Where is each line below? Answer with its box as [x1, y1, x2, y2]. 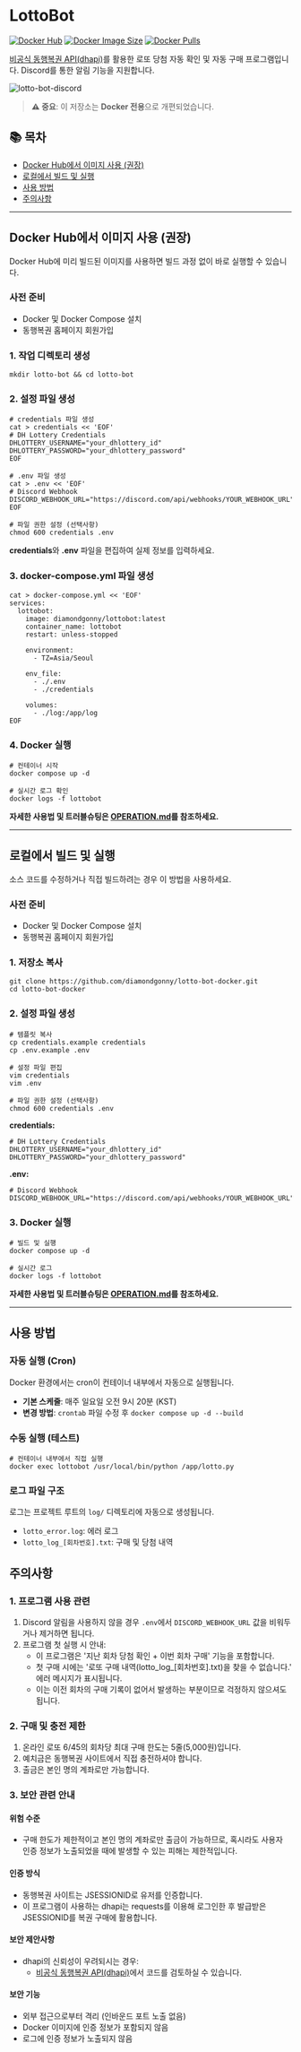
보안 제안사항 [9, 1934, 56, 1945]
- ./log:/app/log [32, 708, 99, 717]
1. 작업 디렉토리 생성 [9, 349, 91, 361]
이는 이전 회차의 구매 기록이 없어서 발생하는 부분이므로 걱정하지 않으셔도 [35, 1684, 288, 1695]
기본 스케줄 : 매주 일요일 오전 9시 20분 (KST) [21, 1396, 177, 1407]
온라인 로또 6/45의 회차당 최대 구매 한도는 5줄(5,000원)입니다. [21, 1742, 242, 1753]
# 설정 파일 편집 [9, 1063, 63, 1072]
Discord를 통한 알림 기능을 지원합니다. [21, 65, 155, 75]
